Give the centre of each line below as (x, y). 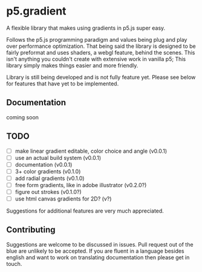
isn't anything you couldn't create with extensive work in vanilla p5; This (96, 59)
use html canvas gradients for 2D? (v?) (63, 199)
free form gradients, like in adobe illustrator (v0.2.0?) (81, 185)
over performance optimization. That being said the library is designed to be (101, 46)
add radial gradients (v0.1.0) (50, 178)
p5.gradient (36, 11)
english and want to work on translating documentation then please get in (98, 257)
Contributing (31, 230)
